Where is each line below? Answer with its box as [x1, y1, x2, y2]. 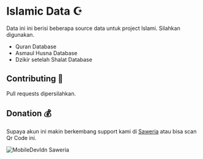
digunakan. [6, 31, 35, 38]
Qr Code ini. [6, 134, 37, 141]
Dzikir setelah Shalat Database [15, 56, 93, 63]
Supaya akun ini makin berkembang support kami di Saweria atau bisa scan [6, 127, 197, 135]
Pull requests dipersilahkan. [6, 90, 76, 97]
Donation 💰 [6, 108, 52, 119]
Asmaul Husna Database [15, 49, 78, 56]
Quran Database [15, 43, 57, 50]
